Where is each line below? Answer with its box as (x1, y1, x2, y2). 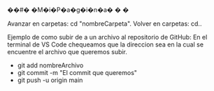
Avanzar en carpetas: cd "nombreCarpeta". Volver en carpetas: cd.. (7, 19, 202, 28)
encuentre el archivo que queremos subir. (7, 48, 128, 56)
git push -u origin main (17, 76, 83, 84)
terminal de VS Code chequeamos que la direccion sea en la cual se (7, 40, 204, 49)
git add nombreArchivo (17, 61, 84, 69)
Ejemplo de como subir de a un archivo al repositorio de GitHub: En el (7, 33, 208, 41)
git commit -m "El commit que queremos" (17, 69, 138, 76)
